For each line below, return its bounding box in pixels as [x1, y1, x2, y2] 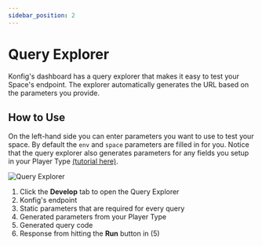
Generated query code [19, 221, 93, 230]
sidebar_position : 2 [8, 11, 76, 20]
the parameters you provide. [8, 88, 100, 97]
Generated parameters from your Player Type [19, 212, 167, 222]
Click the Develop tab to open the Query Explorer [19, 187, 180, 196]
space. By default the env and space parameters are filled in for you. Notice [8, 140, 249, 149]
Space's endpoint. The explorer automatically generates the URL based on [8, 79, 249, 89]
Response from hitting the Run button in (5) [19, 229, 160, 238]
